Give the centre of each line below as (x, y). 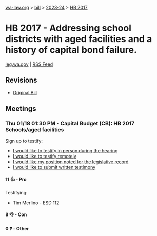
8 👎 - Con (16, 214)
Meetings (21, 109)
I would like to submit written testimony (54, 167)
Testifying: (16, 192)
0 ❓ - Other (17, 228)
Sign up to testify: (24, 141)
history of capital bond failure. (71, 50)
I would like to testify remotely (45, 156)
